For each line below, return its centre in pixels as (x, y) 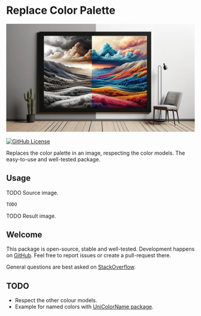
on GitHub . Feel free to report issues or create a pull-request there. (89, 255)
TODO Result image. (31, 216)
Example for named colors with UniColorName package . (84, 307)
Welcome (24, 234)
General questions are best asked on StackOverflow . (71, 267)
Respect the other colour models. (56, 300)
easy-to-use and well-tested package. (53, 159)
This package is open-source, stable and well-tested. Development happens (100, 249)
